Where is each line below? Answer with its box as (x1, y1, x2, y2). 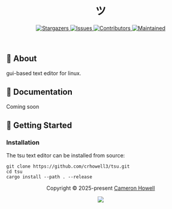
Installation (6, 138, 40, 147)
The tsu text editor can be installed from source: (6, 152, 125, 159)
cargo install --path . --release (6, 174, 93, 180)
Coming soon (6, 103, 40, 110)
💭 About (6, 53, 37, 64)
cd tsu (6, 169, 23, 175)
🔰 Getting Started (6, 120, 73, 130)
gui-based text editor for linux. (6, 69, 82, 77)
